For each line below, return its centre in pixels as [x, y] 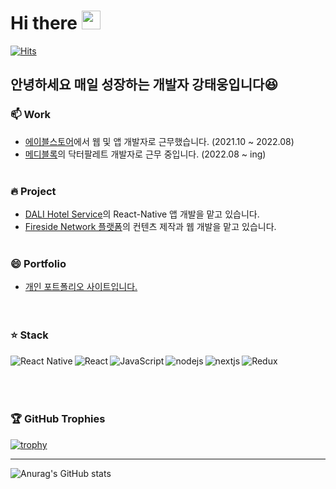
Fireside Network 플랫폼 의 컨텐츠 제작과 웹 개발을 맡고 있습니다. [150, 226]
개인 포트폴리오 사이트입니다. [81, 287]
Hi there [44, 23]
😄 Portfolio [38, 263]
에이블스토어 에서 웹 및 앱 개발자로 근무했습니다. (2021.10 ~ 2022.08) [159, 141]
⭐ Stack [29, 335]
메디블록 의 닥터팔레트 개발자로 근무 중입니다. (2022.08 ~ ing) [145, 154]
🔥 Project [33, 191]
